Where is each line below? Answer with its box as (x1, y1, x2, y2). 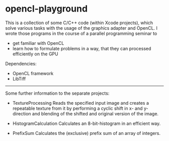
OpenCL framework (12, 70, 54, 76)
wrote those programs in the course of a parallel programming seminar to (5, 30, 157, 36)
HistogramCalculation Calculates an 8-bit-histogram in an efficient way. (12, 120, 161, 126)
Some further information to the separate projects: (5, 90, 110, 96)
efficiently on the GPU (12, 51, 59, 57)
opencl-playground (5, 3, 88, 15)
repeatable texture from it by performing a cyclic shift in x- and (12, 105, 143, 111)
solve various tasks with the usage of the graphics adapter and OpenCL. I (5, 25, 157, 31)
